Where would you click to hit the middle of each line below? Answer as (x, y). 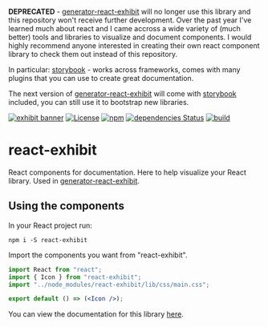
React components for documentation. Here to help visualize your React (128, 172)
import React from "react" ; (55, 269)
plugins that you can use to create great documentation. (101, 78)
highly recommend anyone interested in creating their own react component (134, 46)
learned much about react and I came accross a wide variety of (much (124, 28)
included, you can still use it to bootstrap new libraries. (99, 102)
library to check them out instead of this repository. (93, 54)
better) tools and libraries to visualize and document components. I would (130, 37)
